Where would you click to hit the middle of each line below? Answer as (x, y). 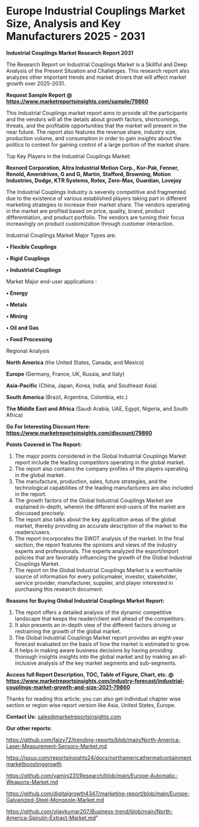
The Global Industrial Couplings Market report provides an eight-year (99, 637)
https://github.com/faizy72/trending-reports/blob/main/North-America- (94, 740)
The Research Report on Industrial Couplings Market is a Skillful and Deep (97, 64)
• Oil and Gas (23, 328)
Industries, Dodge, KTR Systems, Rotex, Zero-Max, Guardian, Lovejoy (94, 180)
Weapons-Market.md (32, 782)
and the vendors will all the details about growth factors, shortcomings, (93, 119)
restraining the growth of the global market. (68, 631)
